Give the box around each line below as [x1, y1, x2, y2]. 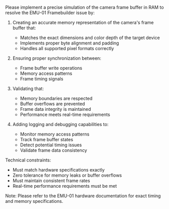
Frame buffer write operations [20, 65, 82, 71]
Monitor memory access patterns [20, 131, 90, 137]
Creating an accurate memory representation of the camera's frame [12, 20, 154, 25]
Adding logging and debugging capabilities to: [12, 121, 109, 127]
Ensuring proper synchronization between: [12, 55, 102, 61]
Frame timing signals [20, 76, 64, 81]
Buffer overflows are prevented [20, 101, 85, 107]
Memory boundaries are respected [20, 96, 93, 101]
